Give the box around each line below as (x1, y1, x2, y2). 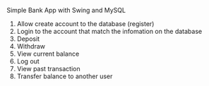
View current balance (16, 49, 80, 58)
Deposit (16, 35, 40, 43)
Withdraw (16, 42, 46, 50)
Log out (16, 57, 40, 66)
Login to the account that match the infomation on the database (16, 27, 203, 35)
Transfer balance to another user (16, 72, 113, 80)
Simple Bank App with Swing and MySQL (6, 6, 126, 14)
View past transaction (16, 65, 80, 73)
